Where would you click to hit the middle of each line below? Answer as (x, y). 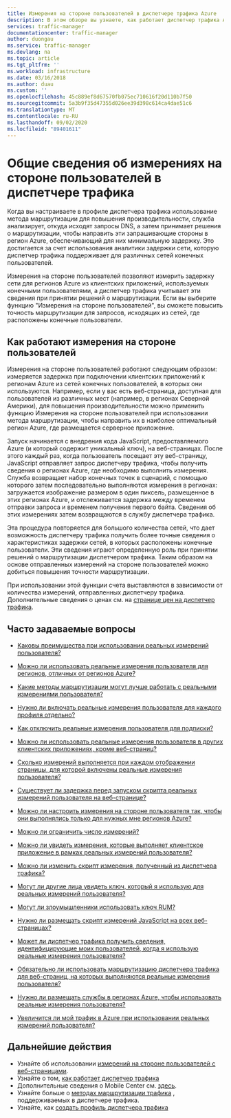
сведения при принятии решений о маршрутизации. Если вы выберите (112, 298)
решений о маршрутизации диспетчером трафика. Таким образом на (110, 557)
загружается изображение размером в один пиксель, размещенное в (111, 492)
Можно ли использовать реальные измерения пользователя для (112, 666)
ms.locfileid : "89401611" (44, 129)
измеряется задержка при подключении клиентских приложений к (106, 377)
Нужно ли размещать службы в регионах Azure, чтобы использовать (119, 997)
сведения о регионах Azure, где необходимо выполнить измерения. (108, 470)
